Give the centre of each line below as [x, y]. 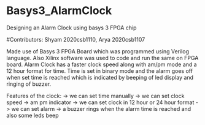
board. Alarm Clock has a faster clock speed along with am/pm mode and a [102, 64]
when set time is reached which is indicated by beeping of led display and [100, 77]
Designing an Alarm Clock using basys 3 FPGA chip [72, 28]
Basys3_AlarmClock [59, 11]
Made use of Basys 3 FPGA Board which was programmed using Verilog [98, 51]
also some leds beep [33, 115]
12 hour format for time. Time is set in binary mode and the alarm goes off [100, 70]
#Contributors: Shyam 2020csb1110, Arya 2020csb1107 [76, 39]
